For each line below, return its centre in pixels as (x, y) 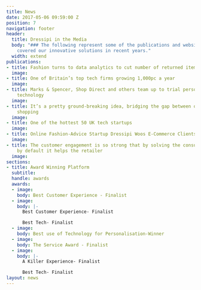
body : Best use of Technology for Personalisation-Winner (91, 234)
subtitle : (24, 173)
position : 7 (21, 23)
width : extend (29, 56)
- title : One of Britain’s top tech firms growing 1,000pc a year (91, 78)
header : (16, 34)
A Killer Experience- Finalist (61, 262)
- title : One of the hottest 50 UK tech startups (69, 123)
